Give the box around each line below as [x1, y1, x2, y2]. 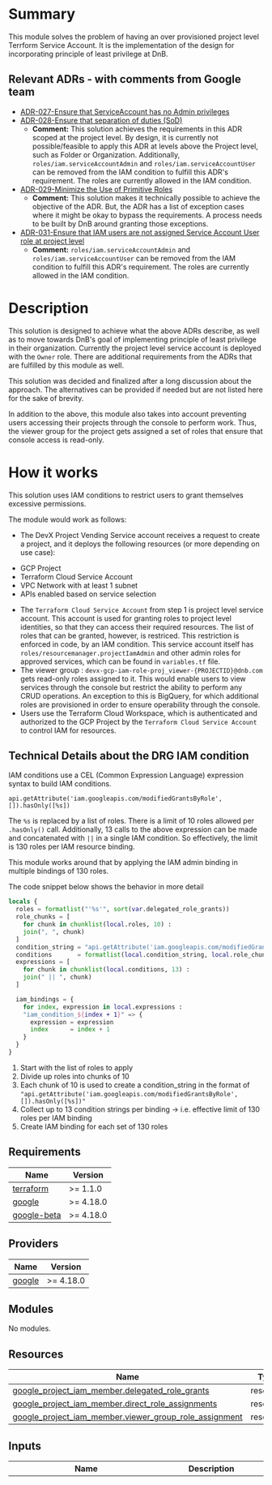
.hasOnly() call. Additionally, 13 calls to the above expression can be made [8, 824, 257, 834]
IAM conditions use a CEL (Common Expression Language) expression [8, 770, 244, 780]
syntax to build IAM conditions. [8, 779, 112, 789]
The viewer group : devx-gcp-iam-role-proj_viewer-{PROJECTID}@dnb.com [19, 665, 263, 674]
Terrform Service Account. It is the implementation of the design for [8, 40, 235, 49]
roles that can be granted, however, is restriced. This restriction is [19, 631, 240, 640]
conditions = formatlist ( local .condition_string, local [15, 950, 230, 958]
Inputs [8, 1439, 42, 1453]
